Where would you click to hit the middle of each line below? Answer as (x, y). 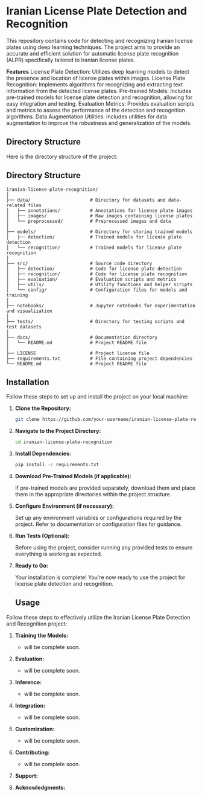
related (16, 205)
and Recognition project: (37, 624)
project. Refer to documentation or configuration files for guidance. (98, 524)
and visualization (29, 311)
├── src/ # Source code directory (79, 263)
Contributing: (32, 752)
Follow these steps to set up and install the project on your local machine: (97, 397)
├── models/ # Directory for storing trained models (99, 232)
